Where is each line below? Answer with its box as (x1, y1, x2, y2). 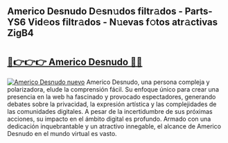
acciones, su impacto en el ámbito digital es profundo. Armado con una (7, 115, 211, 123)
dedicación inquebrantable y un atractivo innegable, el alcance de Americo (7, 122, 222, 131)
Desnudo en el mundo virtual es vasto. (7, 130, 117, 137)
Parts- (184, 6, 213, 17)
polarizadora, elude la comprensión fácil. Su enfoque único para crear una (7, 85, 220, 93)
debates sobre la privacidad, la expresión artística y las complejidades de (7, 100, 217, 108)
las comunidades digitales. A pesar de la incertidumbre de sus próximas (7, 108, 213, 115)
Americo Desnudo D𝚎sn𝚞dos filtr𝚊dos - (7, 6, 183, 17)
